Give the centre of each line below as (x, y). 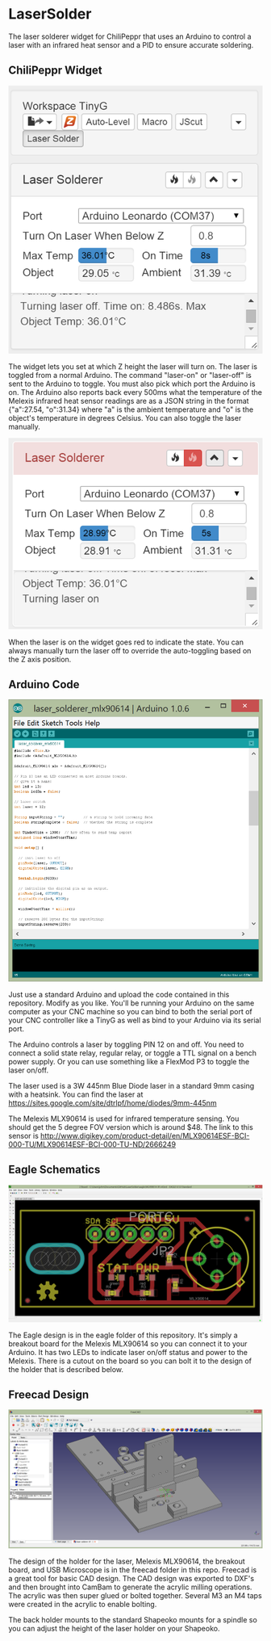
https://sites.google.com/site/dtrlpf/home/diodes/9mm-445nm (113, 1103)
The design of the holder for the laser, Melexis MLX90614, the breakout (127, 1561)
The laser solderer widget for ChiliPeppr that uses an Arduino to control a (130, 36)
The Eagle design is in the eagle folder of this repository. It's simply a (123, 1335)
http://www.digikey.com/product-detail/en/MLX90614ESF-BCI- (145, 1136)
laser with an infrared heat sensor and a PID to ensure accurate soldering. (131, 44)
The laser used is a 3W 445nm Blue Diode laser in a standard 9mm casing (131, 1086)
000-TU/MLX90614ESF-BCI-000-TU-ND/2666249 (92, 1144)
